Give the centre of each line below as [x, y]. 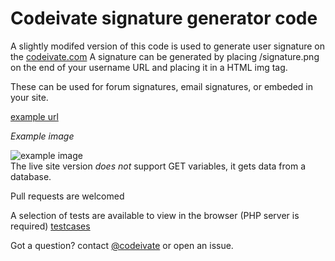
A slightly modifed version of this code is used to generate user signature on [167, 46]
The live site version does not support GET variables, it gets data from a [158, 166]
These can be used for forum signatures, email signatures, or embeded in [161, 86]
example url [34, 116]
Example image [42, 136]
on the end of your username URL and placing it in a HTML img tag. [149, 67]
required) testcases [50, 226]
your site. [29, 97]
